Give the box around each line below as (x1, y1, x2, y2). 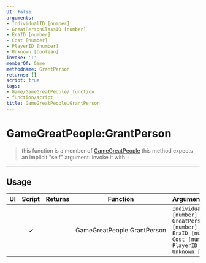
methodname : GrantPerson (6, 66, 70, 72)
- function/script (6, 94, 53, 101)
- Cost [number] (6, 37, 48, 44)
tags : (6, 83, 20, 90)
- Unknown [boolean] (6, 49, 59, 55)
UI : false (6, 9, 32, 15)
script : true (6, 77, 40, 83)
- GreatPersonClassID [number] (6, 26, 86, 32)
